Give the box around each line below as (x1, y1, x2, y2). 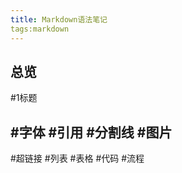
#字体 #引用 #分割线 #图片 (10, 124, 173, 141)
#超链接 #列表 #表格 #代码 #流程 (10, 152, 145, 165)
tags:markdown (10, 24, 70, 34)
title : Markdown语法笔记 (10, 14, 108, 25)
